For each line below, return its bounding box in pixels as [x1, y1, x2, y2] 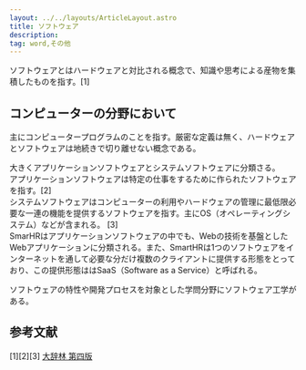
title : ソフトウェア [9, 22, 79, 31]
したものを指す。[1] [16, 77, 90, 87]
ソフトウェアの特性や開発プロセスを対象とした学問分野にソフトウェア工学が [9, 284, 297, 295]
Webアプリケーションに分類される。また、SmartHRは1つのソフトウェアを [9, 242, 287, 253]
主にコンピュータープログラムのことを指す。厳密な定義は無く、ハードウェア [9, 131, 296, 142]
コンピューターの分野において [9, 106, 178, 121]
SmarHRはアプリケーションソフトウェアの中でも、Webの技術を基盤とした [9, 231, 289, 242]
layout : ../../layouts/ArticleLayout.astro [9, 13, 178, 23]
